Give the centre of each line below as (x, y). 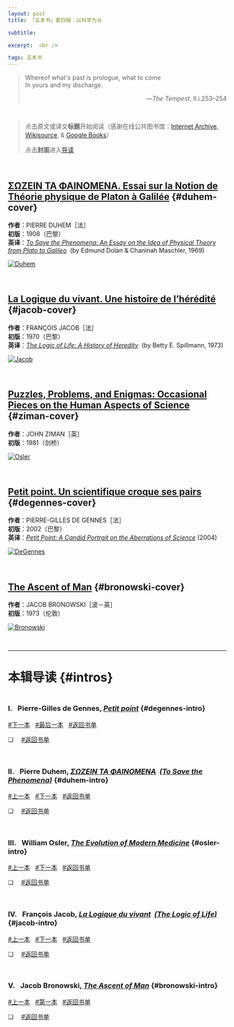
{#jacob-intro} (33, 923)
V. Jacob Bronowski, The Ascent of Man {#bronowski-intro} (113, 986)
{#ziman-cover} (43, 416)
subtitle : (22, 33)
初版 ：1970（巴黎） (36, 336)
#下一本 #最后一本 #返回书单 (52, 724)
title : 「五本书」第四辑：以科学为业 (55, 20)
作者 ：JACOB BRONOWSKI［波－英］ (62, 605)
